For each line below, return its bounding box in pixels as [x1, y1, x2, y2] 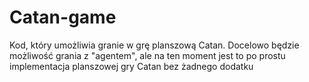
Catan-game [9, 6, 117, 29]
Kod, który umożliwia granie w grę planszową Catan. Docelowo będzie [9, 39, 300, 51]
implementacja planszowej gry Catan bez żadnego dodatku [9, 60, 254, 72]
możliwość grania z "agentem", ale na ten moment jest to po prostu [9, 49, 286, 61]
